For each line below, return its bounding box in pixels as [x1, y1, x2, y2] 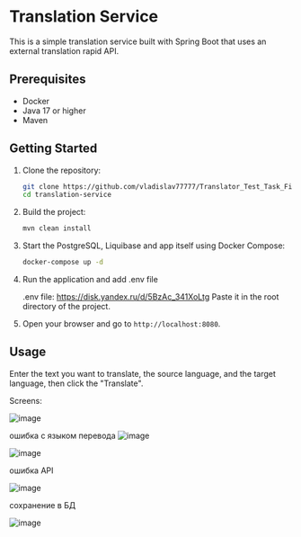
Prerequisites [9, 72, 86, 87]
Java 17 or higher [22, 105, 87, 116]
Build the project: [22, 207, 86, 218]
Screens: [9, 395, 43, 406]
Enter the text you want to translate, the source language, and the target [9, 368, 277, 379]
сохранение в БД [9, 499, 76, 510]
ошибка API [9, 465, 54, 476]
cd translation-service [22, 191, 112, 200]
